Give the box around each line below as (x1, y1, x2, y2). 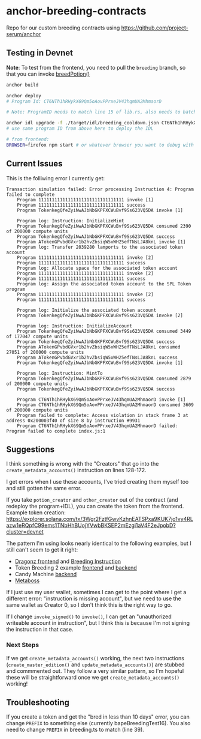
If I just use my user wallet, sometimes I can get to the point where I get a (6, 589, 187, 596)
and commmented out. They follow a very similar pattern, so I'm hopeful (6, 667, 184, 674)
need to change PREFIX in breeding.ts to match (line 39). (6, 726, 145, 734)
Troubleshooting (6, 698, 70, 708)
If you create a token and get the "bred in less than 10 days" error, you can (6, 713, 190, 720)
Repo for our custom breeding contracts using (6, 24, 120, 31)
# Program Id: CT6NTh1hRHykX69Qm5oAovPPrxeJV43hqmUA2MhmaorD (6, 98, 162, 105)
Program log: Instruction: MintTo (17, 370, 103, 376)
